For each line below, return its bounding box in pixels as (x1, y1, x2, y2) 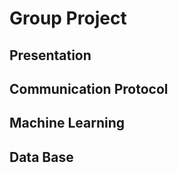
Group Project (9, 7, 127, 30)
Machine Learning (9, 115, 126, 132)
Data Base (9, 148, 74, 166)
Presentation (9, 47, 92, 64)
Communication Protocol (9, 80, 169, 97)
